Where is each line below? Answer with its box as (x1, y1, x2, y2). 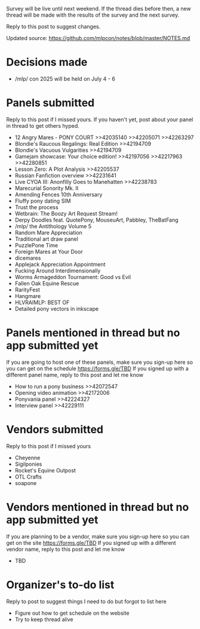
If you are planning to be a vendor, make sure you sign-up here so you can (6, 533, 190, 540)
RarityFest (14, 286, 41, 293)
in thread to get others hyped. (6, 122, 79, 129)
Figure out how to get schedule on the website (14, 609, 130, 616)
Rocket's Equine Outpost (14, 467, 76, 474)
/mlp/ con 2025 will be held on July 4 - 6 (14, 75, 115, 82)
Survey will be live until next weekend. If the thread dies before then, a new (6, 5, 191, 12)
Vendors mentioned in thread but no (6, 500, 189, 514)
